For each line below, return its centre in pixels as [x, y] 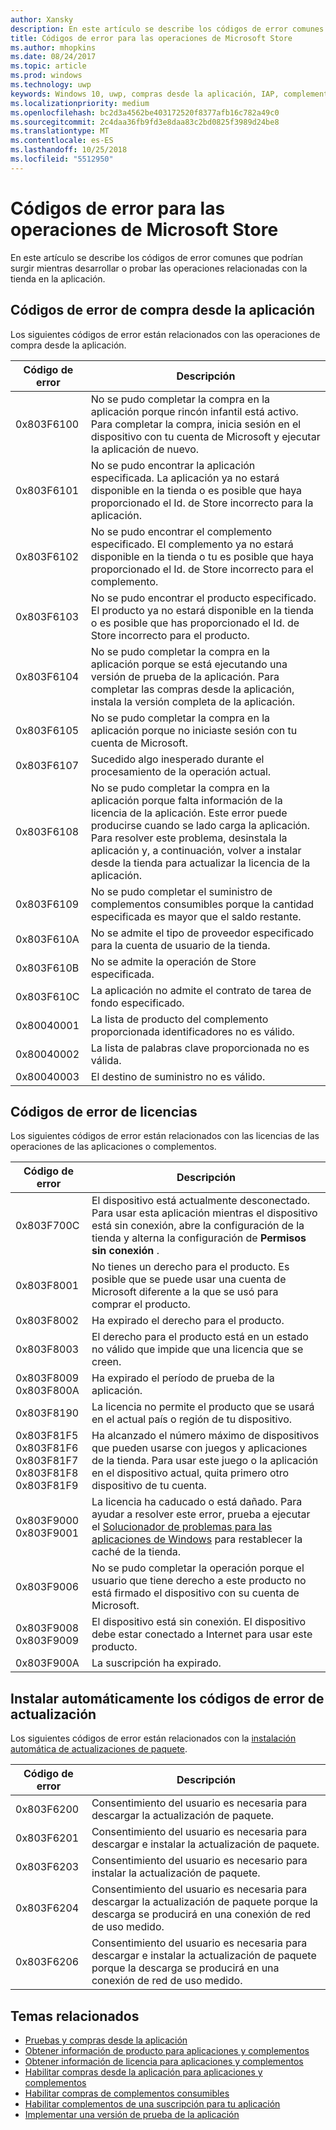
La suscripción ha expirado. [156, 1663]
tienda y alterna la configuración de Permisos [199, 1238]
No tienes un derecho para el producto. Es [190, 1267]
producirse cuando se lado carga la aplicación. [200, 825]
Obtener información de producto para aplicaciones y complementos [167, 2050]
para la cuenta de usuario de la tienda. [180, 945]
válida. [106, 1060]
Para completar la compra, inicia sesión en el [196, 424]
